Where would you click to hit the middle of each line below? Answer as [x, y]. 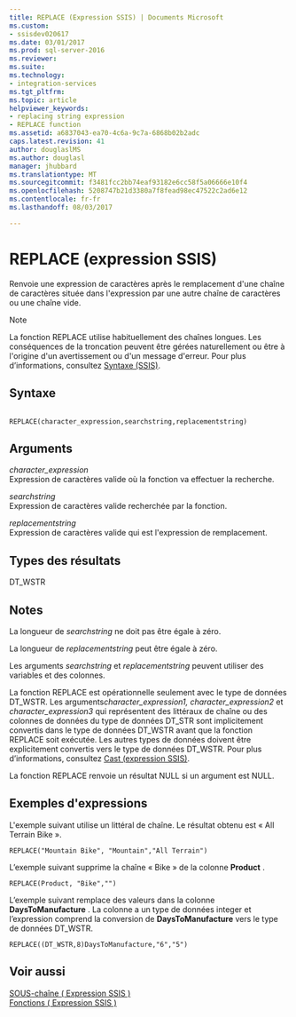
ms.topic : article [43, 100]
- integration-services [53, 83]
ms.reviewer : [33, 59]
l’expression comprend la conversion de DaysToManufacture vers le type [144, 918]
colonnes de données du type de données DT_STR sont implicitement [136, 720]
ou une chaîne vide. [45, 302]
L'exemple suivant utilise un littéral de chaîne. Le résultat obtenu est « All [142, 825]
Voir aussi [37, 972]
